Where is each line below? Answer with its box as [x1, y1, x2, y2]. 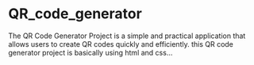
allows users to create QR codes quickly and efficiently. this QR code [8, 39, 234, 48]
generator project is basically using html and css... [8, 48, 173, 57]
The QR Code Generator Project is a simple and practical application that [8, 31, 246, 40]
